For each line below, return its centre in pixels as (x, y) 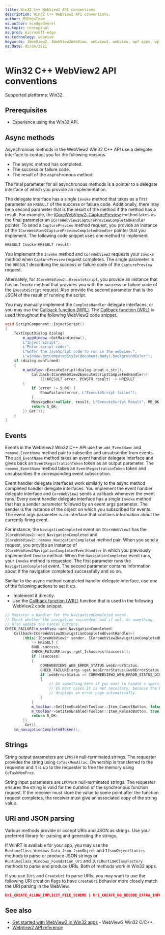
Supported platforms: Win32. (34, 95)
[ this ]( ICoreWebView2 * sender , (55, 638)
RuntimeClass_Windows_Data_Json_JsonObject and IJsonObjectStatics (75, 850)
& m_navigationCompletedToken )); (47, 730)
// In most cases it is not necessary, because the (103, 688)
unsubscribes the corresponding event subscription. (58, 474)
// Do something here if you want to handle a (97, 684)
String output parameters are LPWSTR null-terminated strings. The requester (81, 757)
